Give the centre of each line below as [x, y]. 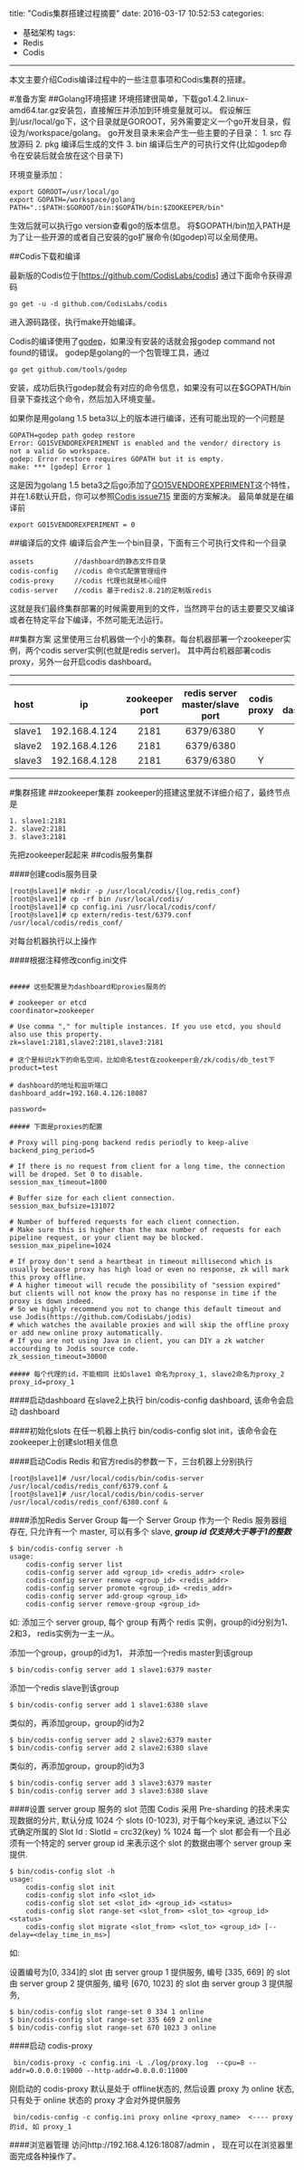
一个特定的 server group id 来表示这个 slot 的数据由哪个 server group [153, 1843]
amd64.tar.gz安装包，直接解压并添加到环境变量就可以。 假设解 [127, 110]
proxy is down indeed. [52, 1301]
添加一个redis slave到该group [64, 1688]
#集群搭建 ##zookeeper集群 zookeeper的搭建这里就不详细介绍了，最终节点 [150, 792]
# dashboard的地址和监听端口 [59, 1085]
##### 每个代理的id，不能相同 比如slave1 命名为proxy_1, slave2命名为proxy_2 [147, 1374]
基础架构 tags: [49, 33]
